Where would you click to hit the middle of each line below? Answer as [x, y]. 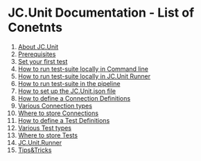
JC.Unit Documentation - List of [101, 13]
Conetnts [35, 27]
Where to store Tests [48, 135]
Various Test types [45, 128]
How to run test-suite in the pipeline [69, 83]
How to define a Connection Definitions [74, 98]
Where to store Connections [58, 113]
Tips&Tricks [35, 150]
